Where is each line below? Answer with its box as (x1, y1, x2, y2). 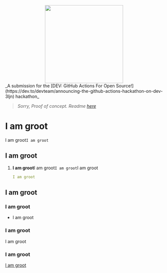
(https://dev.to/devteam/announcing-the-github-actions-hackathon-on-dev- (5, 88, 163, 94)
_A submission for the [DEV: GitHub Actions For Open (5, 83, 115, 89)
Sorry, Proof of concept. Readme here (17, 103, 96, 109)
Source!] (115, 83, 134, 89)
